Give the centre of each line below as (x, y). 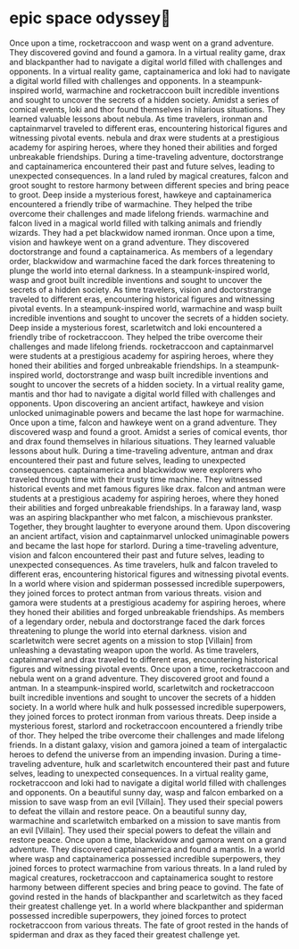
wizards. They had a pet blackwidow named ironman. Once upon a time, (142, 232)
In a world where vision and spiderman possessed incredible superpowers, (147, 583)
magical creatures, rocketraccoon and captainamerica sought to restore (141, 878)
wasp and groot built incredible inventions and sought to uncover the (136, 279)
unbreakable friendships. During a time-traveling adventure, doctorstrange (146, 156)
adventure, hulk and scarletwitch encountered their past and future (166, 763)
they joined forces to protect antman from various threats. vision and (135, 593)
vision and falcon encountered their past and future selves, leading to (137, 555)
